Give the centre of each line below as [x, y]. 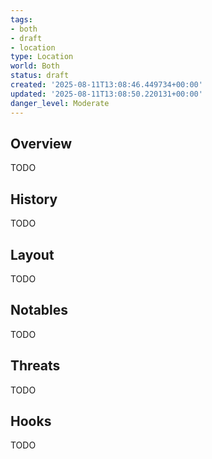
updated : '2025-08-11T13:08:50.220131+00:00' [106, 94]
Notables [39, 310]
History [34, 199]
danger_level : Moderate [60, 103]
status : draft [40, 76]
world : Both [35, 66]
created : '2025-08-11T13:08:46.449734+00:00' [106, 85]
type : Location [42, 57]
